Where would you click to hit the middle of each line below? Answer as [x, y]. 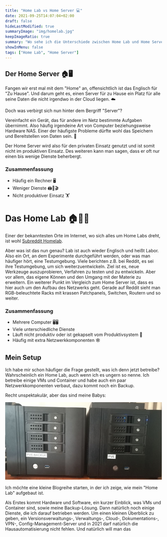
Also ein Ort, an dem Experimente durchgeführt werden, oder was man [78, 256]
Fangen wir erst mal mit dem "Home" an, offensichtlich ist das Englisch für [81, 88]
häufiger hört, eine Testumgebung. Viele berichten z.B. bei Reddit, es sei [80, 261]
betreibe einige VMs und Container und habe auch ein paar [66, 380]
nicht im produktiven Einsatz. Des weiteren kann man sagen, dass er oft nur [83, 151]
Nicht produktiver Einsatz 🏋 [41, 195]
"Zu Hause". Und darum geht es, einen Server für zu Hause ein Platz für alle [83, 94]
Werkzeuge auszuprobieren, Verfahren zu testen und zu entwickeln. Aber [80, 272]
